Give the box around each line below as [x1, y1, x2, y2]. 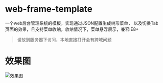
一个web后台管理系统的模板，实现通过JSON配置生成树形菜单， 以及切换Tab [5, 20, 159, 26]
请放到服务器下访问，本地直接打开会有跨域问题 [17, 37, 112, 42]
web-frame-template [5, 3, 93, 15]
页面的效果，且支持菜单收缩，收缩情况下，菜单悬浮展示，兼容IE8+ [5, 26, 139, 32]
